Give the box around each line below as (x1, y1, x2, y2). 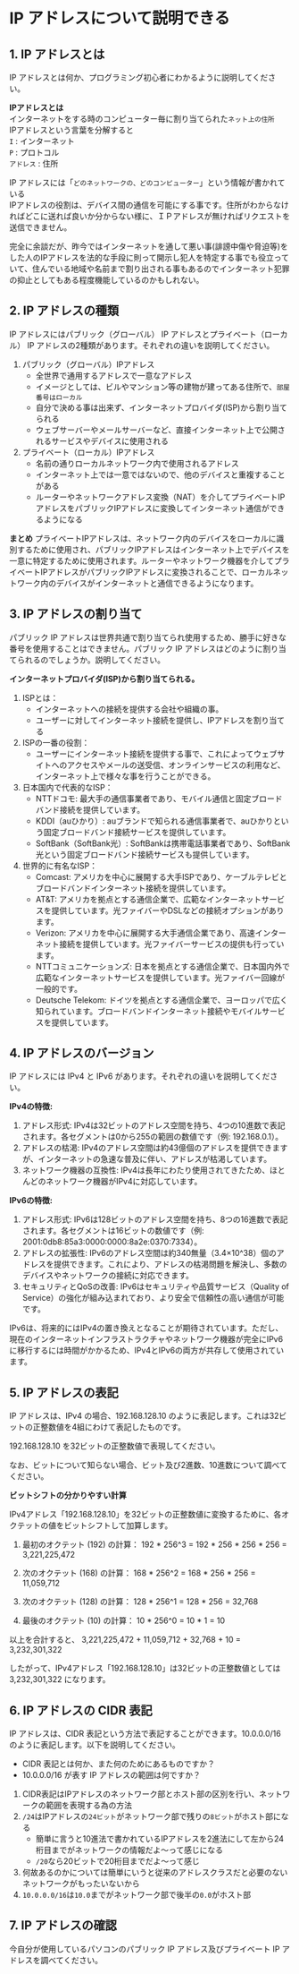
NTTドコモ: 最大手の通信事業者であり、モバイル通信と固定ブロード (35, 793, 283, 804)
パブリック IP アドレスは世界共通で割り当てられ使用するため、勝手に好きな (9, 632, 287, 643)
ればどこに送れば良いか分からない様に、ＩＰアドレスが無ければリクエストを (9, 211, 291, 221)
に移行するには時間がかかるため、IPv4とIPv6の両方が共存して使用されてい (9, 1345, 285, 1356)
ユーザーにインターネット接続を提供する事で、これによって (35, 748, 254, 759)
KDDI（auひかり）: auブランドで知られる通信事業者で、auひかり (35, 816, 274, 826)
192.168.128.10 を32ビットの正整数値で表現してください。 (9, 1440, 220, 1451)
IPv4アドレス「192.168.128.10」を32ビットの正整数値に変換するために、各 (9, 1509, 282, 1520)
